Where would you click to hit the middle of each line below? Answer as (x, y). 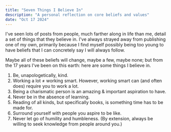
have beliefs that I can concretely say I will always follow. (65, 50)
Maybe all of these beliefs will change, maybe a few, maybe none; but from (84, 60)
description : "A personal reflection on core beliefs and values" (77, 15)
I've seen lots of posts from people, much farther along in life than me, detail (86, 34)
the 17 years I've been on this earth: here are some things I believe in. (78, 65)
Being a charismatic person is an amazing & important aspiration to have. (89, 92)
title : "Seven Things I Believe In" (44, 10)
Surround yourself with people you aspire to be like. (67, 113)
